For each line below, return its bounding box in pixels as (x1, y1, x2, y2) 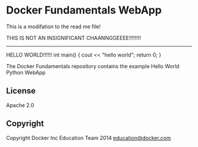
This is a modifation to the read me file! (6, 23, 101, 30)
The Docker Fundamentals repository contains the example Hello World (6, 62, 180, 69)
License (6, 86, 36, 96)
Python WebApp (6, 69, 46, 76)
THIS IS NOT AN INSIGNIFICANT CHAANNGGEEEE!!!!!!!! (6, 34, 141, 41)
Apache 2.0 (6, 101, 34, 109)
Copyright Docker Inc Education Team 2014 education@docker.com (6, 134, 171, 141)
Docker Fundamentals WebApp (6, 4, 162, 17)
